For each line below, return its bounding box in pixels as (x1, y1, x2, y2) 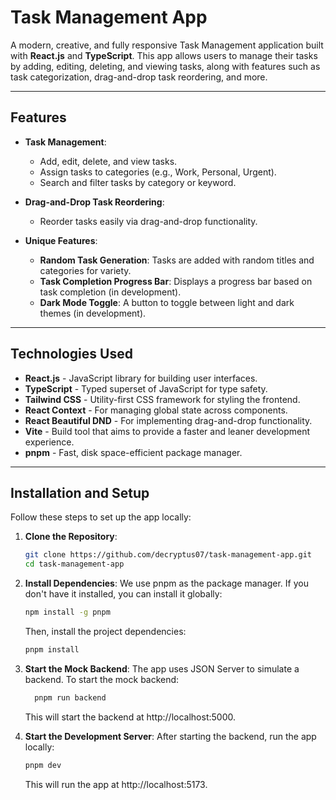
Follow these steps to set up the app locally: (10, 511, 192, 523)
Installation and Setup (10, 484, 150, 501)
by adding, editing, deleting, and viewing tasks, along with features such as (10, 60, 321, 72)
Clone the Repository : (24, 531, 118, 543)
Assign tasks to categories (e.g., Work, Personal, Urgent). (39, 166, 277, 178)
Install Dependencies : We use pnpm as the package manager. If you (24, 577, 309, 590)
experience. (24, 436, 75, 448)
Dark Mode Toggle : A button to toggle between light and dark (39, 296, 295, 308)
